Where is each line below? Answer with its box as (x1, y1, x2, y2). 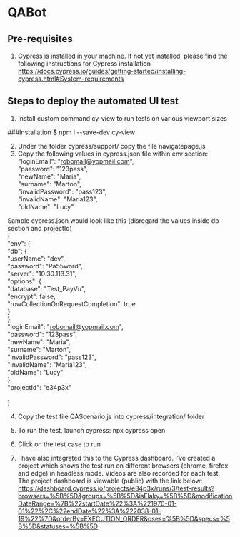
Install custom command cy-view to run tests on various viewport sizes (17, 114, 227, 122)
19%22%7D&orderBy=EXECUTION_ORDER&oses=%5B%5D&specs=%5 (17, 514, 231, 523)
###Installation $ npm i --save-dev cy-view (7, 128, 136, 136)
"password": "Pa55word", (7, 261, 84, 270)
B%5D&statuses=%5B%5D (17, 522, 99, 531)
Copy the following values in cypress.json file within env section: (17, 149, 209, 158)
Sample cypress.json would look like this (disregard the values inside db (7, 216, 219, 225)
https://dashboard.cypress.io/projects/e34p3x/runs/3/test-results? (17, 483, 215, 493)
